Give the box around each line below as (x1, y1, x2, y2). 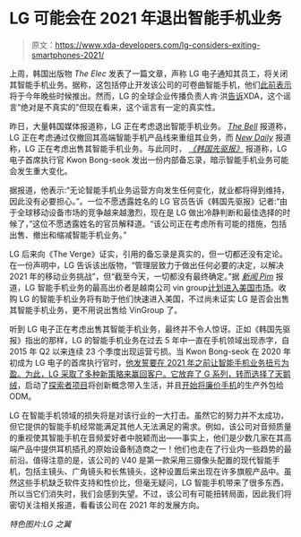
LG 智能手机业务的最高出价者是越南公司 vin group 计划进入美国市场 (24, 281, 271, 292)
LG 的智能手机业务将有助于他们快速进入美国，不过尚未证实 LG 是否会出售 (19, 293, 289, 304)
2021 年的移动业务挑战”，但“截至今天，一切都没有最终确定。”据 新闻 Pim (9, 271, 274, 281)
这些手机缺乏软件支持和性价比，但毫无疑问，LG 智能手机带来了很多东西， (16, 477, 288, 488)
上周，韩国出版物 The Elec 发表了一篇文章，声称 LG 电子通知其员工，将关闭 (9, 68, 288, 79)
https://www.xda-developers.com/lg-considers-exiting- (55, 39, 261, 50)
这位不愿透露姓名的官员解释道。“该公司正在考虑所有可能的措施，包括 (32, 218, 288, 229)
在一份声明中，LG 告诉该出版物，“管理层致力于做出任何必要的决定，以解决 (9, 259, 285, 270)
